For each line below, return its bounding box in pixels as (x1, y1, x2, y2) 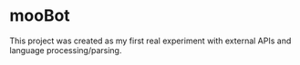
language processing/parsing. (9, 44, 122, 55)
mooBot (9, 5, 70, 26)
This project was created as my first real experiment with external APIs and (9, 35, 292, 46)
